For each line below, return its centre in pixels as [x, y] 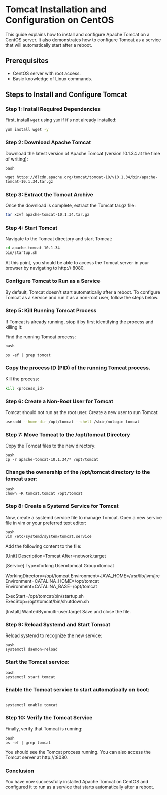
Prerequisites [27, 61]
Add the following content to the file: [43, 546]
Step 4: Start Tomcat [31, 228]
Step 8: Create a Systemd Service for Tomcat [62, 506]
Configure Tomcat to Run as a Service [53, 281]
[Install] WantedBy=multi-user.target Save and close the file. [68, 611]
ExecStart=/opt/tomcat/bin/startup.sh [44, 596]
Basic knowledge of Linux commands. [52, 78]
